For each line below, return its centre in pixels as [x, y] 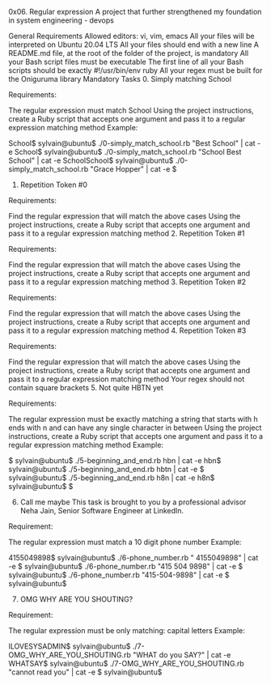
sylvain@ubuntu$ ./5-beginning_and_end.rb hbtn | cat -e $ [106, 469]
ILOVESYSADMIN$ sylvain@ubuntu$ [70, 646]
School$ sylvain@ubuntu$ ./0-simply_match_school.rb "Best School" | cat [132, 143]
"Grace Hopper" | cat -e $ [133, 169]
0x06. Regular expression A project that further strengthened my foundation [135, 12]
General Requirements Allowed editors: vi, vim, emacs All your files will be [131, 36]
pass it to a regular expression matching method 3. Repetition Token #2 [127, 282]
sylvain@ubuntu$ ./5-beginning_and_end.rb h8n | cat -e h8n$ [112, 478]
